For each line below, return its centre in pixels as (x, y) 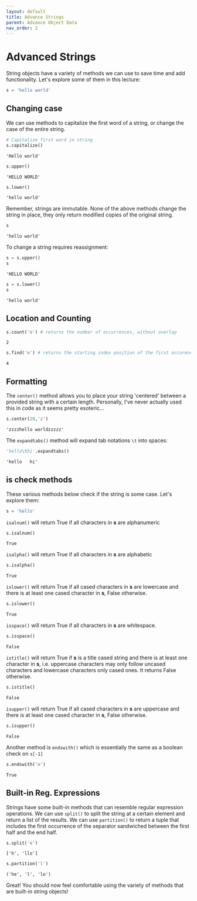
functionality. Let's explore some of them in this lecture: (73, 79)
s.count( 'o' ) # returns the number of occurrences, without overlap (91, 332)
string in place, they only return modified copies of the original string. (90, 215)
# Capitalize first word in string (50, 140)
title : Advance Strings (35, 17)
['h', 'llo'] (22, 853)
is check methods (39, 480)
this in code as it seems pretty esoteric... (55, 408)
